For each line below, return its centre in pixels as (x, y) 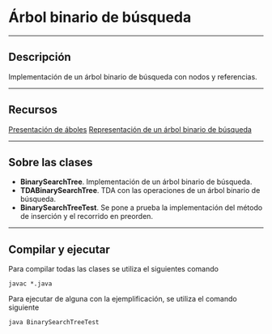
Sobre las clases (51, 162)
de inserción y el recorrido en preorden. (87, 216)
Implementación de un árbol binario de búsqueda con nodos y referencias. (133, 76)
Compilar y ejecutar (59, 249)
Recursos (33, 110)
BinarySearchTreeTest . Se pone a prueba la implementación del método (141, 208)
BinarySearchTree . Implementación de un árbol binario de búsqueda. (136, 182)
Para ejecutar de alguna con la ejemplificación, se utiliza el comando (123, 299)
